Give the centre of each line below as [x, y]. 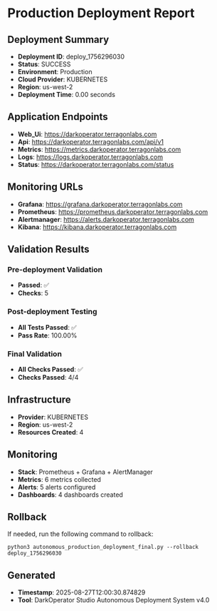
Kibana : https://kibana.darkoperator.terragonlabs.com [97, 227]
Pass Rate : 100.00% [47, 335]
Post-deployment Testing [52, 312]
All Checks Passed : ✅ [50, 369]
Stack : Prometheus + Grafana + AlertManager [85, 472]
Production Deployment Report [101, 13]
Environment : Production [55, 72]
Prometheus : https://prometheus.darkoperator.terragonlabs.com [113, 211]
